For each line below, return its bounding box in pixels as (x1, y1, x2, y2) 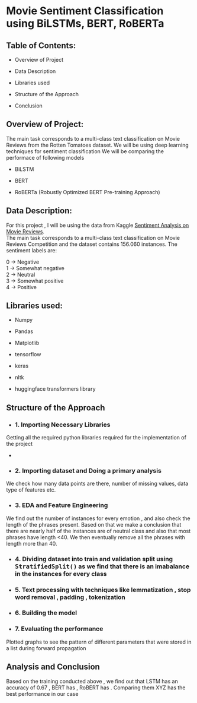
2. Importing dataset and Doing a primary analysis (14, 467, 162, 475)
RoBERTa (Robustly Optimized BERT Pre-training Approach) (14, 188, 161, 195)
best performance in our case (6, 690, 79, 697)
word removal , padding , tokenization (14, 593, 126, 601)
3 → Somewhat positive (6, 277, 64, 284)
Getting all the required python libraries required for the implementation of (6, 434, 186, 441)
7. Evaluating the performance (14, 625, 104, 633)
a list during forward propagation (6, 644, 87, 651)
